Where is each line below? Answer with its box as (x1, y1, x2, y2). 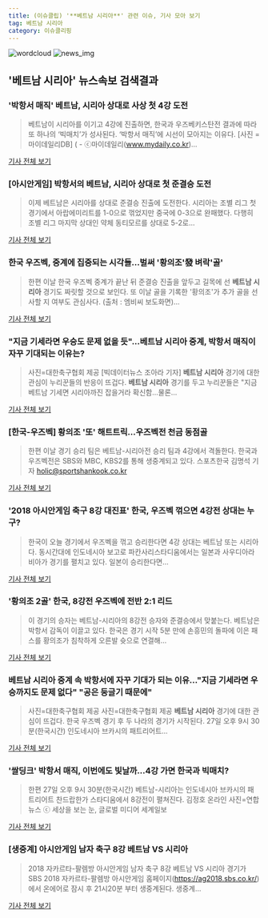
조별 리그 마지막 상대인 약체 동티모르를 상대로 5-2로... (27, 218, 195, 228)
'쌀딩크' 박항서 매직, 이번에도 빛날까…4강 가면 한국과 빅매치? (8, 765, 230, 776)
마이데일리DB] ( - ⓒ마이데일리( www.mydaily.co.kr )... (27, 139, 198, 149)
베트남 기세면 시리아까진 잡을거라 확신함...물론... (27, 387, 178, 397)
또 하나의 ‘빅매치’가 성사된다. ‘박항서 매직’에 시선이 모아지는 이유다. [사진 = (27, 130, 260, 139)
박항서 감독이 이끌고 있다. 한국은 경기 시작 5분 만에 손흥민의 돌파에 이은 (27, 625, 250, 635)
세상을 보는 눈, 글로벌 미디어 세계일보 (51, 805, 168, 815)
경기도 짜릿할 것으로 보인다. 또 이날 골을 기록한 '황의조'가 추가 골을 (42, 287, 250, 296)
